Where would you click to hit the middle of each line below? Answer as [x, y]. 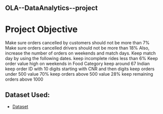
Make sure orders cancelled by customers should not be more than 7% [77, 43]
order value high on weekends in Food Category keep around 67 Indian [77, 64]
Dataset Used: [28, 95]
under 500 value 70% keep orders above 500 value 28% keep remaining [79, 74]
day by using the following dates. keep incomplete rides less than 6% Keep [81, 58]
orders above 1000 [24, 79]
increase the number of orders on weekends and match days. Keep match [81, 53]
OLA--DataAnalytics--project [51, 8]
